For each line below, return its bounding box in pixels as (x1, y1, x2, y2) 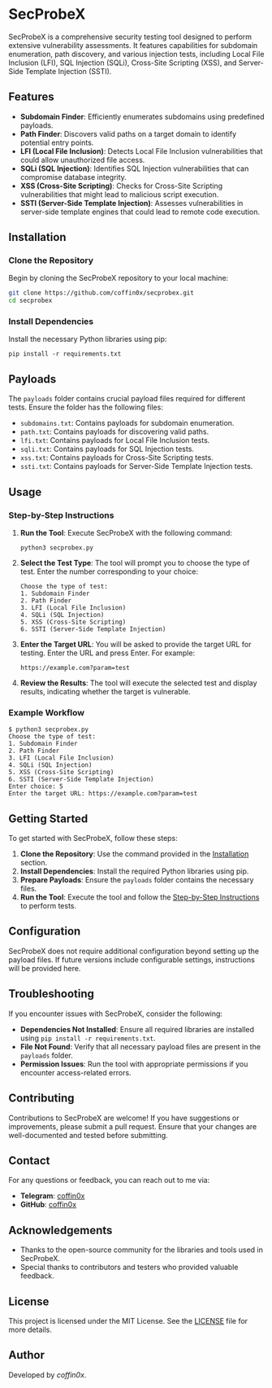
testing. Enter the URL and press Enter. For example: (19, 648, 196, 658)
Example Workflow (8, 707, 85, 718)
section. (19, 858, 48, 868)
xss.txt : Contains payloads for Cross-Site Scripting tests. (19, 453, 214, 462)
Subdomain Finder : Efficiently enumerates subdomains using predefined (19, 112, 265, 121)
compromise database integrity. (19, 172, 127, 182)
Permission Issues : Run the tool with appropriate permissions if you (19, 1059, 248, 1069)
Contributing (8, 1092, 75, 1106)
